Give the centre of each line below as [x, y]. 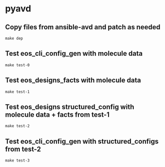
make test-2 [17, 126]
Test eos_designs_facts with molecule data [73, 80]
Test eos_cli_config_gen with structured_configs [82, 141]
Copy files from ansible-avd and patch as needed [83, 27]
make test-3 [17, 161]
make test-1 [17, 92]
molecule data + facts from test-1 [57, 115]
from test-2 [23, 149]
